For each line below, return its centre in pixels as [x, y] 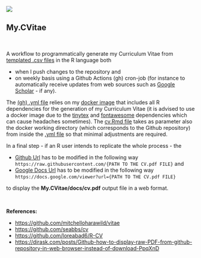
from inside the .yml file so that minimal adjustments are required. [87, 134]
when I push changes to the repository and [68, 71]
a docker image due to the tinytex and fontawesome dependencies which [97, 115]
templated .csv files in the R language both [59, 60]
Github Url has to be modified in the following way [77, 157]
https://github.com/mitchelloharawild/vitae [67, 223]
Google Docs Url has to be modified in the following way [84, 170]
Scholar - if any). [36, 90]
